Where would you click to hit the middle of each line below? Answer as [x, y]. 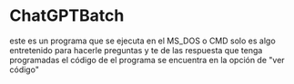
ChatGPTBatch [67, 16]
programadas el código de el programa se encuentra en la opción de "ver [147, 60]
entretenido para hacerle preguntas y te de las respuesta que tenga [136, 50]
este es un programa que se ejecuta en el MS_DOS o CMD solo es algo [142, 41]
